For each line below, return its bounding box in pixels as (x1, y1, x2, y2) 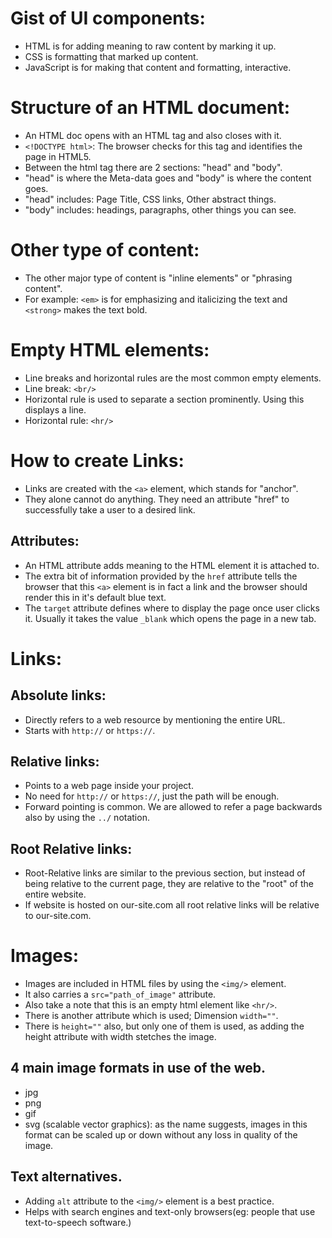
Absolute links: (10, 687, 107, 704)
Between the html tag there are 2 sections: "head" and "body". (24, 161, 283, 173)
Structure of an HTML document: (10, 97, 291, 119)
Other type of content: (10, 239, 200, 262)
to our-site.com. (24, 910, 92, 922)
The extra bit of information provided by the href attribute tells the (24, 570, 298, 582)
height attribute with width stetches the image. (24, 1031, 217, 1043)
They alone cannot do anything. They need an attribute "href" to (24, 493, 290, 505)
